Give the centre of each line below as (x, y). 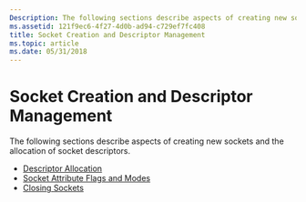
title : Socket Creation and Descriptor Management (107, 35)
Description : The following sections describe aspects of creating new (148, 18)
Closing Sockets (53, 188)
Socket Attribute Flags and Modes (87, 178)
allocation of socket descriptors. (70, 151)
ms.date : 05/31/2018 (49, 52)
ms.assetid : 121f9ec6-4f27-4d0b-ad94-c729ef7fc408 (107, 26)
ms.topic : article (44, 43)
